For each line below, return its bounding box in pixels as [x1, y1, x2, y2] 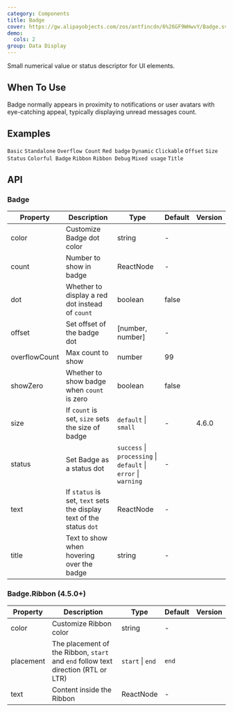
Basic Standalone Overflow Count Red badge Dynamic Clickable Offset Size [7, 148, 218, 155]
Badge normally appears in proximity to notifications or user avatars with [7, 100, 215, 109]
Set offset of [65, 319, 106, 329]
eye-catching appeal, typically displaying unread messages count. [7, 107, 197, 116]
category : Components [7, 10, 70, 17]
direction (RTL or [51, 665, 107, 674]
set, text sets [65, 496, 110, 505]
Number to [65, 253, 101, 263]
